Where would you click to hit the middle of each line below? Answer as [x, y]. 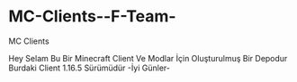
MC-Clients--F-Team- [92, 16]
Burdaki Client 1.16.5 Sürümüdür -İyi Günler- [89, 68]
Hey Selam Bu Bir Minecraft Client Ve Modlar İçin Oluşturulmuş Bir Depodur [148, 58]
